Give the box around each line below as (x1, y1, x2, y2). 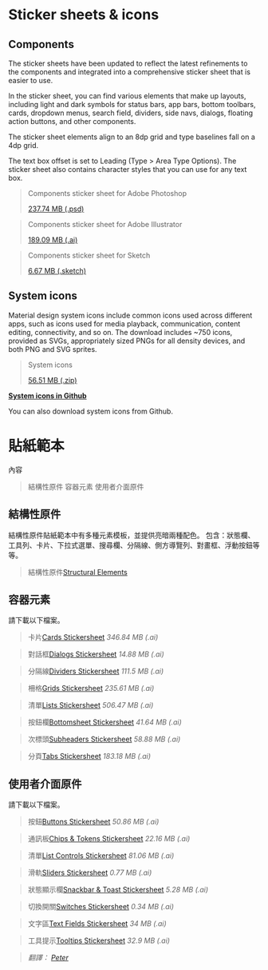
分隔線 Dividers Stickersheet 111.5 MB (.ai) (27, 666, 164, 677)
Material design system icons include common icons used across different (8, 310, 253, 320)
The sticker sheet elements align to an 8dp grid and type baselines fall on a (8, 132, 255, 142)
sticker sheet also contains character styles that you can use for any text (8, 165, 247, 174)
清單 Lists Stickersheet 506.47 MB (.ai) (27, 701, 154, 710)
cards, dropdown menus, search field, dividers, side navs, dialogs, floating (8, 108, 254, 118)
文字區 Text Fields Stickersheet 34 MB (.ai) (27, 919, 167, 928)
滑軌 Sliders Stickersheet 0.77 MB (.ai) (27, 868, 152, 877)
